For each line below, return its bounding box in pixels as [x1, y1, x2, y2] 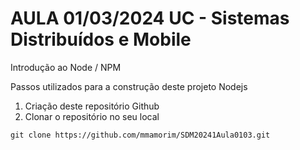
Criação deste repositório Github [24, 100, 160, 112]
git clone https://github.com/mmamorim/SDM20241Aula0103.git [10, 130, 271, 140]
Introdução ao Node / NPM [10, 61, 122, 73]
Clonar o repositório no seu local [24, 110, 160, 122]
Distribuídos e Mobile [10, 28, 192, 51]
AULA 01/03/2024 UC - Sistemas [10, 7, 290, 30]
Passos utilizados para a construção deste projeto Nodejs [10, 80, 248, 92]
